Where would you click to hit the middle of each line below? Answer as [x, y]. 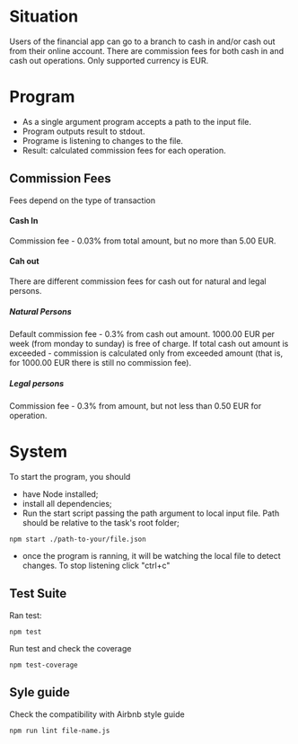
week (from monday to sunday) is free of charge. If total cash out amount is [149, 344]
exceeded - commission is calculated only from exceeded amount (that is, [146, 353]
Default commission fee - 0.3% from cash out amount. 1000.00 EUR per [142, 334]
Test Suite [38, 593]
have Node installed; [60, 494]
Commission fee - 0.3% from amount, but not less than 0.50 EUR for [136, 406]
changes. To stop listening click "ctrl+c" [96, 565]
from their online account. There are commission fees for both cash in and [147, 50]
